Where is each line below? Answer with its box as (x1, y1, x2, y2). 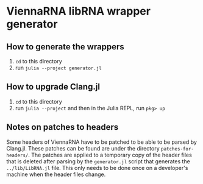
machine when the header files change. (6, 171, 106, 178)
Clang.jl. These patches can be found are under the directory (6, 144, 160, 152)
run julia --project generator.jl (15, 64, 102, 71)
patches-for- (160, 146, 194, 152)
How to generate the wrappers (6, 41, 125, 52)
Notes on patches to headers (6, 122, 119, 132)
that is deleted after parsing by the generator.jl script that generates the (6, 157, 190, 165)
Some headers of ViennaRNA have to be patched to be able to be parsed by (6, 138, 197, 146)
